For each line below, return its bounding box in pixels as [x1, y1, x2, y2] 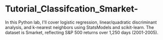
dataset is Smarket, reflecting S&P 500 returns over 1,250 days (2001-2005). [5, 29, 159, 35]
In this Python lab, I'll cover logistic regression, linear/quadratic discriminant [5, 19, 157, 25]
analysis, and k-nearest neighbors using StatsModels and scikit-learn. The [5, 24, 154, 30]
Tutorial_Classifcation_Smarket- [5, 3, 138, 14]
